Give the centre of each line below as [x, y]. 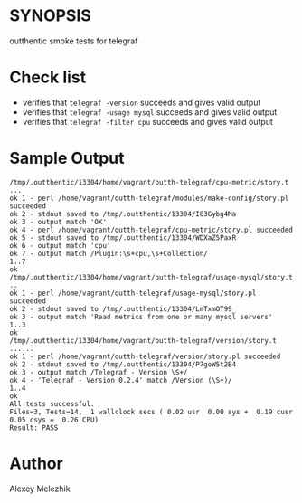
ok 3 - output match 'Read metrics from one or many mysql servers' [141, 317]
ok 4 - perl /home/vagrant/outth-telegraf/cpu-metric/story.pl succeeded [151, 230]
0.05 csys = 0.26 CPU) [54, 420]
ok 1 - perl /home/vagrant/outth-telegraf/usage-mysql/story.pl [133, 293]
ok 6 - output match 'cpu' [60, 245]
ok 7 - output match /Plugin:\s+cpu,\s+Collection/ [109, 253]
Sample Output [67, 158]
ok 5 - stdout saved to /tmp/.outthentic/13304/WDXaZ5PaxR [123, 237]
